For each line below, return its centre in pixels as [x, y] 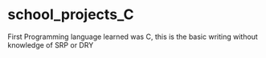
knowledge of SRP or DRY [51, 44]
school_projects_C [71, 15]
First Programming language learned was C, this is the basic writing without [133, 37]
